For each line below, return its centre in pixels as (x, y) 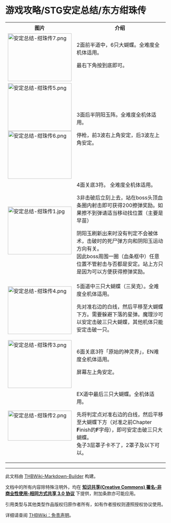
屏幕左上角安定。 (97, 372)
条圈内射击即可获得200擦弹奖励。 (117, 205)
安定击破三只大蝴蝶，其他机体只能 (123, 322)
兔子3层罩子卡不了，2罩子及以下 (116, 445)
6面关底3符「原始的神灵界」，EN (115, 352)
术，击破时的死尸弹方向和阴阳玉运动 (120, 241)
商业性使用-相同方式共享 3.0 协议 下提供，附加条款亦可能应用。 (72, 493)
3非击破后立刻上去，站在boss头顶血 (120, 197)
